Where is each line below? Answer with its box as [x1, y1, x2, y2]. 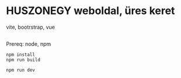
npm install [6, 52, 35, 58]
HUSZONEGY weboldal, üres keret [6, 4, 175, 18]
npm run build [6, 57, 41, 63]
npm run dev [6, 67, 35, 73]
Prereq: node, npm [6, 40, 52, 48]
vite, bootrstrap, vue [6, 23, 55, 30]
